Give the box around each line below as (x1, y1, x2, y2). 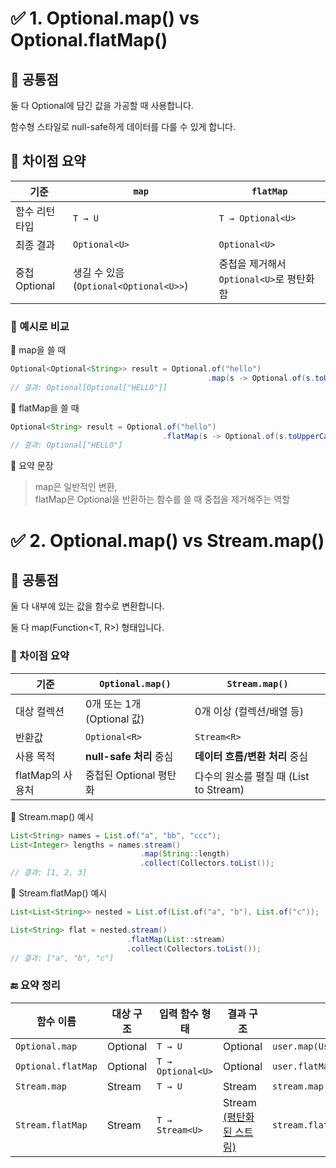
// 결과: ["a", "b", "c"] (10, 953, 115, 963)
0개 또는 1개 (84, 697, 142, 711)
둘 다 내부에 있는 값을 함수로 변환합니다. (10, 600, 165, 612)
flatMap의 (15, 768, 61, 782)
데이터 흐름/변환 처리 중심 (194, 749, 309, 763)
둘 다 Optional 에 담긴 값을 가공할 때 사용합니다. (10, 100, 194, 111)
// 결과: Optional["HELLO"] (10, 440, 123, 451)
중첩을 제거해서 (218, 257, 287, 271)
